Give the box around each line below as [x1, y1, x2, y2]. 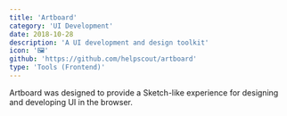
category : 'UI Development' [9, 21, 114, 30]
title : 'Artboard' [9, 12, 78, 22]
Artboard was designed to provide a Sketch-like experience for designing [9, 87, 279, 98]
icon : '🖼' [9, 46, 49, 55]
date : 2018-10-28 [9, 29, 74, 38]
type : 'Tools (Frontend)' [9, 63, 105, 72]
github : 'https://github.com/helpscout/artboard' [9, 54, 198, 63]
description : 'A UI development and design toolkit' [9, 37, 209, 47]
